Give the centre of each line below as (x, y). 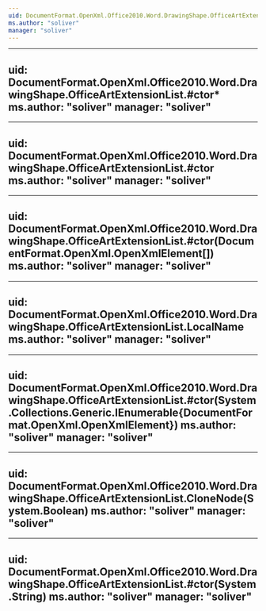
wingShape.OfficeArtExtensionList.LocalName (126, 327)
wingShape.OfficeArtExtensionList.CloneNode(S (131, 498)
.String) (28, 596)
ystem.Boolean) (48, 511)
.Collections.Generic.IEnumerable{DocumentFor (131, 413)
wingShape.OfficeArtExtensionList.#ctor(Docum (131, 242)
